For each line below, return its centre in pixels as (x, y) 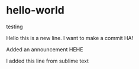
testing (14, 27)
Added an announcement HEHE (45, 49)
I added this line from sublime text (48, 61)
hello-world (35, 10)
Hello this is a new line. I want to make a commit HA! (70, 38)
